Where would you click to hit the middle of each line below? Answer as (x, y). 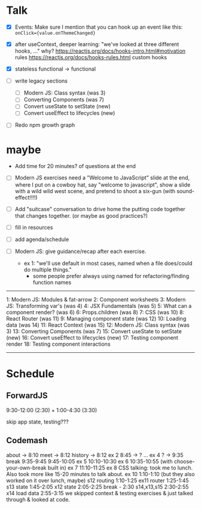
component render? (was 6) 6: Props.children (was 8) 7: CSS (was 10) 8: (95, 312)
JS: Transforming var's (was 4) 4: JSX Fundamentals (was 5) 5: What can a (99, 306)
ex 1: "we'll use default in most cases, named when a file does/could (108, 263)
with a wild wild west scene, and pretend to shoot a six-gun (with (95, 191)
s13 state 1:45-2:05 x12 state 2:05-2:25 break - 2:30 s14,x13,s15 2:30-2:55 (98, 487)
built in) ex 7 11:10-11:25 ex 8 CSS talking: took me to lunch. (120, 468)
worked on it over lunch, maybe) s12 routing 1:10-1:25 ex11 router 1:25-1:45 (98, 480)
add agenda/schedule (42, 239)
